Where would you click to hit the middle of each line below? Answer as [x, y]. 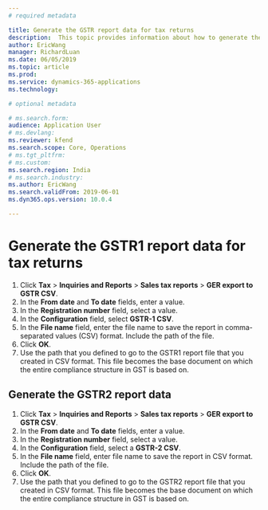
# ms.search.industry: [46, 177]
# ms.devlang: [32, 133]
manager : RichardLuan [44, 53]
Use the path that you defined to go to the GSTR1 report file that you [132, 352]
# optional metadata [43, 104]
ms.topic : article [39, 67]
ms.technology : [33, 89]
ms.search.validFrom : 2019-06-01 [64, 192]
